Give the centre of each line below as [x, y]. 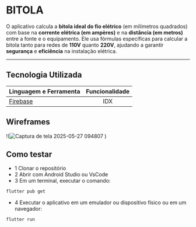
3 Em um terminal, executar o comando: [62, 181]
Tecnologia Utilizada [44, 75]
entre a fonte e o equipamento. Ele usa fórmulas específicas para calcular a [97, 39]
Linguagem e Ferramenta [45, 91]
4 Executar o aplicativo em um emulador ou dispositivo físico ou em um [100, 202]
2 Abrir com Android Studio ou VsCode [61, 174]
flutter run [20, 219]
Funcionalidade [108, 91]
